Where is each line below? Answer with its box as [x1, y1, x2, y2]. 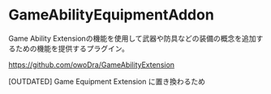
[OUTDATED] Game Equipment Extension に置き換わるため [8, 76, 205, 86]
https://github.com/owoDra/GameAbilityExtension [8, 59, 175, 70]
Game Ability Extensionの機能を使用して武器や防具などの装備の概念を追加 [8, 33, 256, 43]
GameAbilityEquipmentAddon [8, 6, 215, 24]
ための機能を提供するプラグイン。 [15, 43, 130, 53]
